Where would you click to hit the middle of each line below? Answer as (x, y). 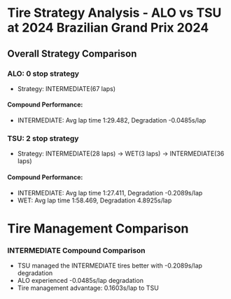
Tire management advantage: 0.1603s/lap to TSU (88, 288)
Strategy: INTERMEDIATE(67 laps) (66, 88)
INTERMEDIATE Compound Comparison (76, 250)
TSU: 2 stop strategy (43, 138)
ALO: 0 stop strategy (43, 74)
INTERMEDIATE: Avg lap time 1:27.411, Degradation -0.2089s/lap (110, 193)
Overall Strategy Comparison (72, 54)
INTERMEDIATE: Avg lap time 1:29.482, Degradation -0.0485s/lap (112, 120)
